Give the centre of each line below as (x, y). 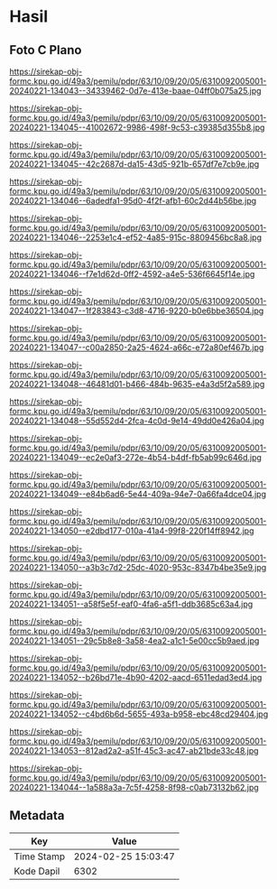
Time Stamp (40, 857)
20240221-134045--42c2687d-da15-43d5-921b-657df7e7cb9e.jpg (134, 164)
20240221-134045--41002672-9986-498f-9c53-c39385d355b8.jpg (137, 127)
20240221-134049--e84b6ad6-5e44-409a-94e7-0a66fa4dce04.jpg (138, 494)
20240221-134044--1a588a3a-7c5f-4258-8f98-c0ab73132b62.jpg (134, 787)
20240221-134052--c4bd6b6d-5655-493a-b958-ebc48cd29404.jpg (139, 714)
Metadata (37, 815)
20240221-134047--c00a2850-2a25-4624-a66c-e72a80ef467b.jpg (137, 347)
